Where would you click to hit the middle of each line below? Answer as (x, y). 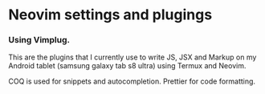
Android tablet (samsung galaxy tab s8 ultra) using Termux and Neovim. (127, 66)
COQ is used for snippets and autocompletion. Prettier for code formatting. (132, 81)
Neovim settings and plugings (110, 15)
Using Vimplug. (39, 40)
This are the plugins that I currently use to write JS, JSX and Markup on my (132, 57)
